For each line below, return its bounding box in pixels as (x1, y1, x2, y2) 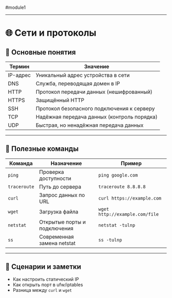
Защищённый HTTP (35, 97, 84, 104)
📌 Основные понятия (5, 48, 76, 56)
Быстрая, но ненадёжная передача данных (35, 122, 144, 129)
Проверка (39, 168, 64, 175)
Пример (121, 160, 142, 167)
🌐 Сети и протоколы (5, 27, 97, 39)
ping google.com (98, 172, 138, 178)
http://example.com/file (98, 211, 159, 217)
